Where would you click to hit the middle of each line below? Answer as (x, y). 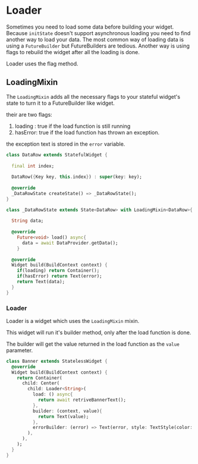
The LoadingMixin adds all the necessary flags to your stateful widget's (93, 96)
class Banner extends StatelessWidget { (57, 361)
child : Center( (41, 383)
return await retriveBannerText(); (82, 400)
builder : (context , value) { (67, 411)
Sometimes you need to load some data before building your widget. (90, 27)
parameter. (20, 350)
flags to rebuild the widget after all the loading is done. (73, 52)
